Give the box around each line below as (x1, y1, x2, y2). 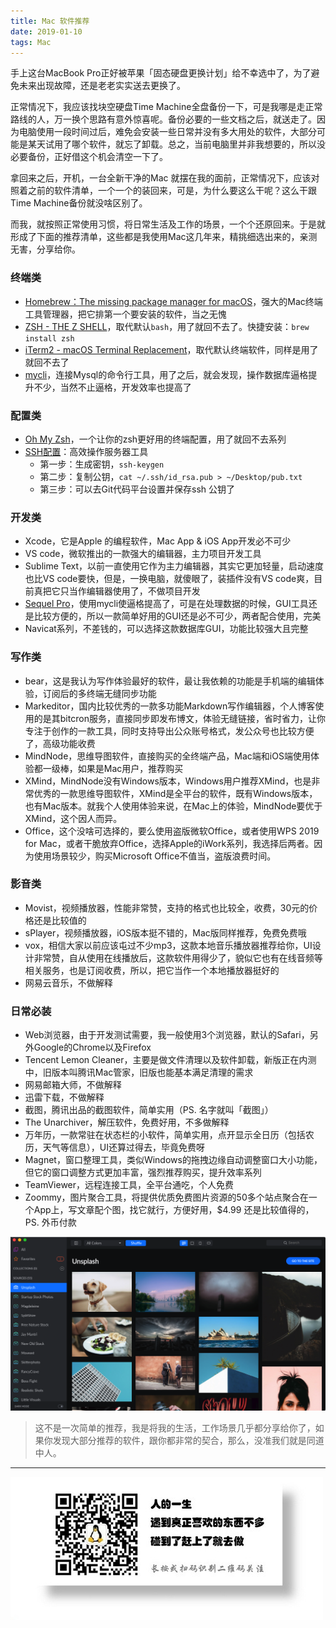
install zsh (24, 333, 75, 344)
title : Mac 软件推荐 (10, 16, 90, 26)
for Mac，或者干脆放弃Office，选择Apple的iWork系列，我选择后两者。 (24, 837, 315, 849)
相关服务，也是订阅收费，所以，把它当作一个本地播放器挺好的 (24, 964, 280, 976)
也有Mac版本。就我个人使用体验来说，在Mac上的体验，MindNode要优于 (24, 800, 323, 812)
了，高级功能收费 (24, 737, 96, 749)
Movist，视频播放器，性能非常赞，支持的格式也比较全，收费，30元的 (24, 901, 310, 914)
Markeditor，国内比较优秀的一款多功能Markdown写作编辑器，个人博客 (24, 700, 316, 712)
